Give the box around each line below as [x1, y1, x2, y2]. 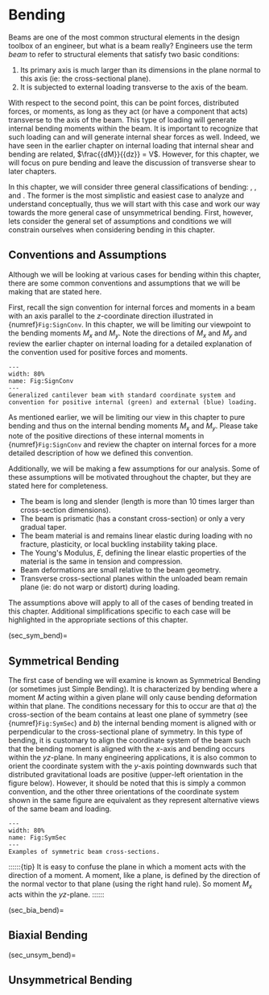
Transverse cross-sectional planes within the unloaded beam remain [19, 574, 248, 584]
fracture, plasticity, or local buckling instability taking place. [19, 539, 217, 549]
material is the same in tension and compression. [19, 556, 183, 566]
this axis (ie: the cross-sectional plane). [19, 73, 151, 83]
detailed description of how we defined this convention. [8, 448, 193, 458]
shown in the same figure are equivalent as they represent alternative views [8, 796, 260, 806]
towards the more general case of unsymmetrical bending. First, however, [8, 207, 254, 217]
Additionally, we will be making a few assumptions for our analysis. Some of [8, 464, 260, 473]
